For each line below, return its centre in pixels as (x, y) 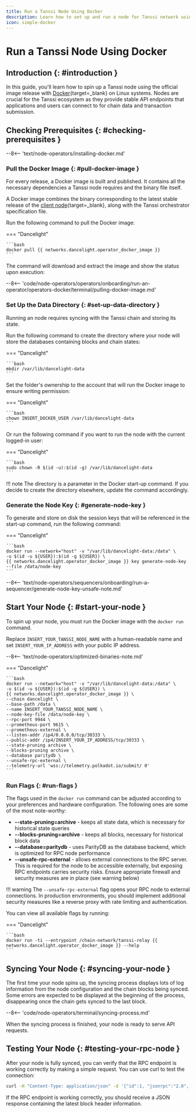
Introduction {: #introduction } (62, 73)
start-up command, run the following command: (64, 524)
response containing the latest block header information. (74, 1103)
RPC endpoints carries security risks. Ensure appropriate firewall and (97, 872)
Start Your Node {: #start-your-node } (76, 607)
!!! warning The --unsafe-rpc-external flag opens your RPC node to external (98, 890)
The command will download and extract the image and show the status (93, 266)
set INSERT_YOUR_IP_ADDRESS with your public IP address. (73, 645)
